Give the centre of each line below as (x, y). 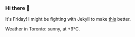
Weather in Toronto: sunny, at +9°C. (42, 29)
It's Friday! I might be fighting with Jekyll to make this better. (68, 19)
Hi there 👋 (18, 8)
